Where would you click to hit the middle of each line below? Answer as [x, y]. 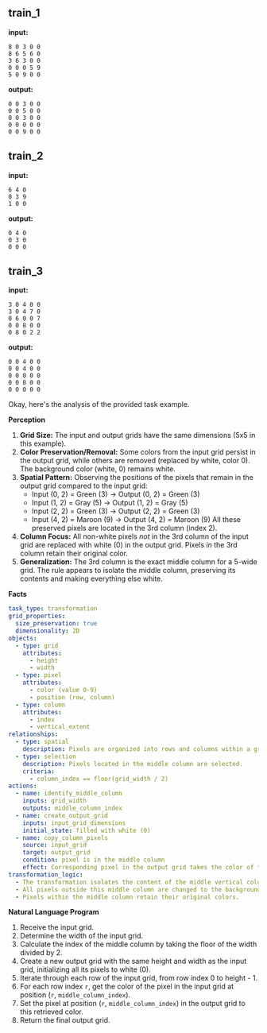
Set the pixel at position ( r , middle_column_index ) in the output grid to [133, 1004]
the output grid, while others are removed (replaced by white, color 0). [135, 461]
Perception [27, 420]
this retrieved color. [51, 1012]
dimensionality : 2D [48, 631]
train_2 [26, 156]
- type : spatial [42, 742]
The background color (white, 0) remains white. [98, 469]
